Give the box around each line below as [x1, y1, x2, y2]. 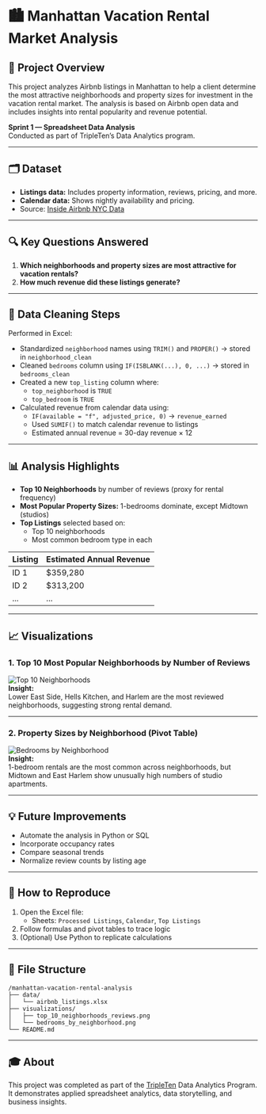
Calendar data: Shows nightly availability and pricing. [19, 196, 196, 205]
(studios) [19, 509, 50, 520]
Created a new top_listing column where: [19, 378, 160, 387]
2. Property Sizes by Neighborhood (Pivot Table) [8, 727, 199, 738]
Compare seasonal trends [19, 848, 104, 857]
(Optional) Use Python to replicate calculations [19, 933, 173, 942]
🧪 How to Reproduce [8, 886, 111, 900]
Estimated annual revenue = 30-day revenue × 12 [31, 428, 192, 437]
